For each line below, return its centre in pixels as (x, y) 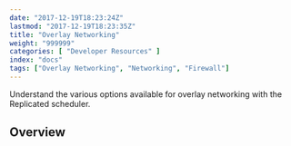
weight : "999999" (42, 43)
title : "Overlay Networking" (65, 34)
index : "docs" (36, 60)
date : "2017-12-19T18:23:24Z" (67, 18)
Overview (38, 132)
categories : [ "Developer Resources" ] (85, 52)
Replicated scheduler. (50, 103)
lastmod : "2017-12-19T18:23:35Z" (73, 26)
